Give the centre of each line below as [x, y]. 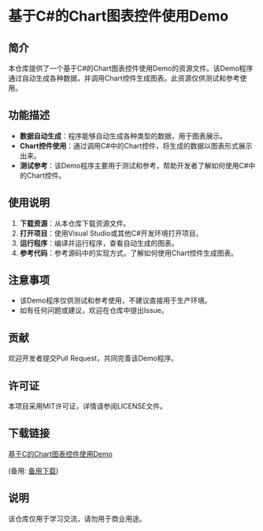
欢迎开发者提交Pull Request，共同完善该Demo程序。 [93, 358]
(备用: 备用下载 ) [33, 470]
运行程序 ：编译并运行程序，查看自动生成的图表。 [99, 243]
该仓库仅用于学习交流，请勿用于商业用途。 [77, 518]
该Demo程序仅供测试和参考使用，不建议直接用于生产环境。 [115, 300]
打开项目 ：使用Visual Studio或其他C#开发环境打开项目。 [111, 233]
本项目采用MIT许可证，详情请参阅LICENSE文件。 [87, 406]
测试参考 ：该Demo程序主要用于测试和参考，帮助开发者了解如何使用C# [134, 165]
